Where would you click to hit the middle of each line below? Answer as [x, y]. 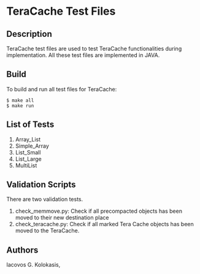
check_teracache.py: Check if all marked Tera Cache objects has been [105, 224]
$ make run [20, 105]
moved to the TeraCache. [47, 230]
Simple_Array [32, 146]
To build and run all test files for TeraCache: [62, 89]
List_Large [28, 159]
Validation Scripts [41, 185]
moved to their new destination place [62, 218]
